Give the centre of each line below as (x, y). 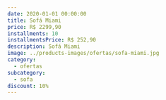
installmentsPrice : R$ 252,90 (52, 40)
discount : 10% (28, 86)
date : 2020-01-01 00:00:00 (47, 14)
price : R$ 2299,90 (34, 27)
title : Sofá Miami (34, 20)
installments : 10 (33, 33)
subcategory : (26, 73)
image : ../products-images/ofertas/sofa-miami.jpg (83, 54)
